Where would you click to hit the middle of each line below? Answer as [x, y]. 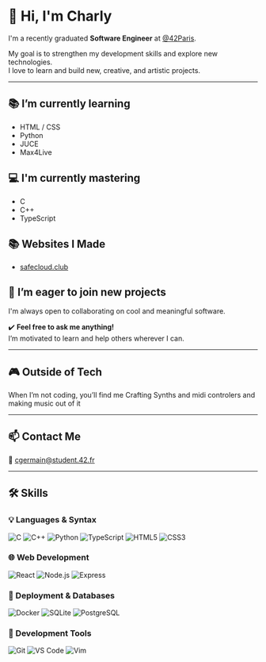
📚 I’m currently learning [69, 104]
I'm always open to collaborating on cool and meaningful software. [117, 311]
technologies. [30, 62]
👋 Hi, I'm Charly [60, 16]
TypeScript [38, 218]
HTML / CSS [40, 127]
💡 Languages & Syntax [53, 520]
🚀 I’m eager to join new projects [87, 292]
